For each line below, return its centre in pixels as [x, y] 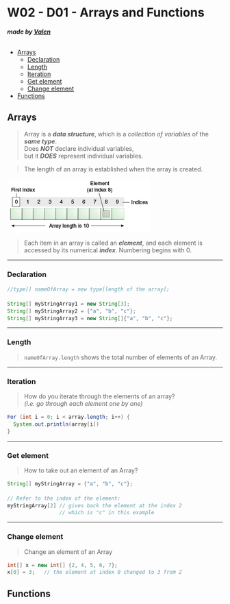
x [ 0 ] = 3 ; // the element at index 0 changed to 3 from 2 [95, 572]
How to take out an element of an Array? [81, 470]
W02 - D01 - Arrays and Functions [106, 13]
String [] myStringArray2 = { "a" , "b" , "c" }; [72, 311]
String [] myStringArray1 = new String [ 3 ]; [68, 304]
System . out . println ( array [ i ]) [56, 424]
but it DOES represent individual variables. [84, 156]
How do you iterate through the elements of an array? [99, 396]
